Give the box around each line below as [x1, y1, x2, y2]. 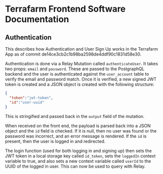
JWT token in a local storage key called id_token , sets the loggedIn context [5, 153, 156, 159]
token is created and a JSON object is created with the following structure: [5, 81, 155, 87]
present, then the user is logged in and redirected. [5, 138, 106, 144]
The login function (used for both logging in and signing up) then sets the [5, 148, 152, 154]
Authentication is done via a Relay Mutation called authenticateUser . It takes [5, 61, 158, 66]
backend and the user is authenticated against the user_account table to [5, 71, 149, 77]
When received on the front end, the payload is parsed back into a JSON [5, 123, 151, 129]
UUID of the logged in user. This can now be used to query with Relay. [5, 163, 146, 169]
